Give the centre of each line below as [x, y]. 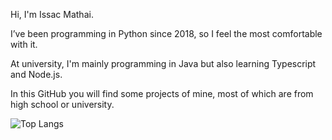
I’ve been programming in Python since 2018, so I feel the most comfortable [166, 33]
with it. [24, 44]
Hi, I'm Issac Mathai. [52, 14]
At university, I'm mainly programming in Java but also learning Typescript [163, 63]
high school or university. [62, 104]
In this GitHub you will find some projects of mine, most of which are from [162, 93]
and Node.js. [36, 74]
